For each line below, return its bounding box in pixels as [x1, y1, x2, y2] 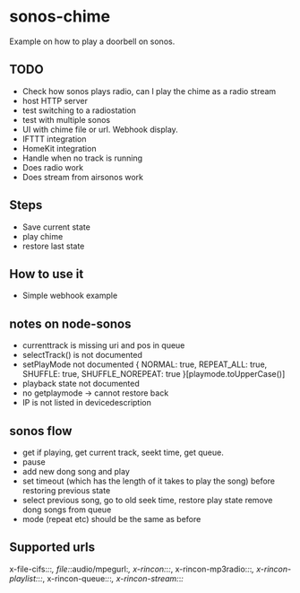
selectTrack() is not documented [21, 350, 143, 361]
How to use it [9, 266, 84, 282]
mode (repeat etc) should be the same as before [21, 514, 201, 524]
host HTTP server [21, 95, 88, 106]
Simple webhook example [21, 290, 118, 301]
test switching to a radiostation [21, 105, 137, 116]
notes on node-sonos [9, 316, 132, 331]
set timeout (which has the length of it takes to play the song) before [21, 475, 276, 486]
